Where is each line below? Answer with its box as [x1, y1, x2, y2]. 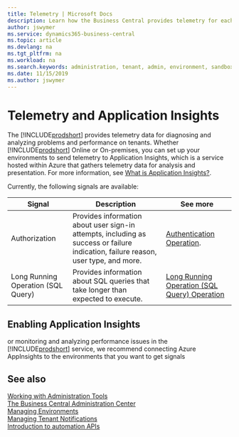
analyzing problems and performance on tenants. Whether [7, 138, 179, 147]
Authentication [166, 229, 216, 239]
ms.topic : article [7, 37, 62, 44]
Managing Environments [7, 406, 79, 415]
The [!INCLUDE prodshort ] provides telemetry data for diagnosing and [7, 131, 211, 139]
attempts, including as [72, 229, 147, 239]
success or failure [72, 238, 132, 248]
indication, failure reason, [72, 247, 157, 257]
